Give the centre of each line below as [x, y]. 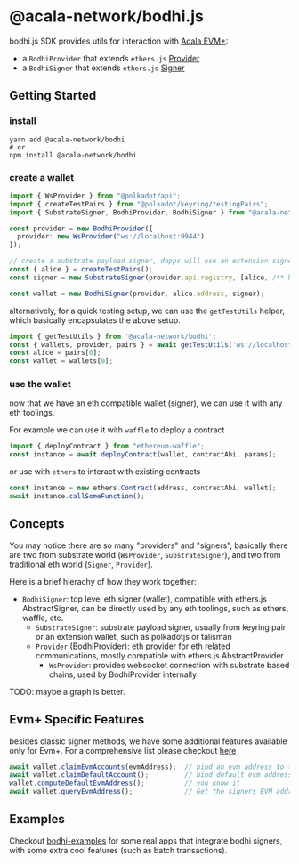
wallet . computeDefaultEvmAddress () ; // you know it [125, 783]
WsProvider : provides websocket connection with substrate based [169, 665]
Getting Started [53, 96]
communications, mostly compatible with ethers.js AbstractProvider [160, 655]
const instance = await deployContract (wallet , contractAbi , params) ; [143, 455]
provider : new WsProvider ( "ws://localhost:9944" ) [111, 237]
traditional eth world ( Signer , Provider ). [81, 564]
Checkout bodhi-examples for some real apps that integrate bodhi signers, [146, 840]
